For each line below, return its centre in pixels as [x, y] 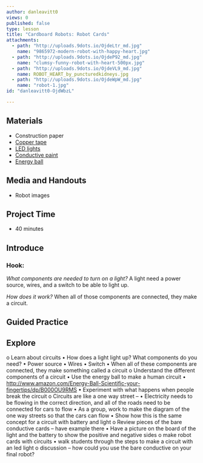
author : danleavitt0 [32, 12]
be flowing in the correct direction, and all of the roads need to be [88, 403]
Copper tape [31, 142]
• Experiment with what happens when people [136, 390]
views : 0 [17, 18]
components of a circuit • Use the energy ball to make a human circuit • [96, 377]
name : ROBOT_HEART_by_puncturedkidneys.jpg [73, 74]
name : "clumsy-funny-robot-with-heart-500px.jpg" [81, 63]
